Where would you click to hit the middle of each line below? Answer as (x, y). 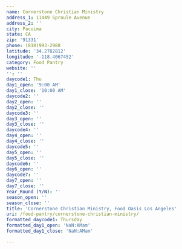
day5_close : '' (25, 158)
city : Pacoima (24, 29)
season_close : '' (28, 203)
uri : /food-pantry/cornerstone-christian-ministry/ (73, 214)
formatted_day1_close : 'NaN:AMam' (50, 231)
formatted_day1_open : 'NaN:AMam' (48, 225)
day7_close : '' (25, 186)
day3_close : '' (25, 124)
